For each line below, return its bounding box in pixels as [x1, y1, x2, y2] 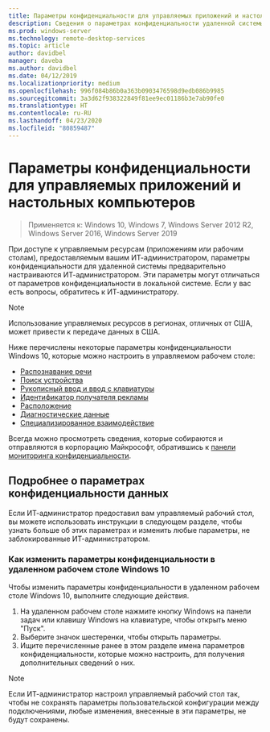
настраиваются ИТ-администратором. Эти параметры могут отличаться [8, 269, 260, 279]
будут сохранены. [8, 714, 70, 724]
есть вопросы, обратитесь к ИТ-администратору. [8, 287, 179, 297]
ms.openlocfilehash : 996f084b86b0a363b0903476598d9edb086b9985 [8, 86, 225, 95]
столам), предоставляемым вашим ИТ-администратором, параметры [8, 252, 251, 262]
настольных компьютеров [8, 193, 195, 211]
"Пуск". [19, 623, 46, 633]
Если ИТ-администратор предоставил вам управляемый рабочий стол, [8, 508, 255, 518]
